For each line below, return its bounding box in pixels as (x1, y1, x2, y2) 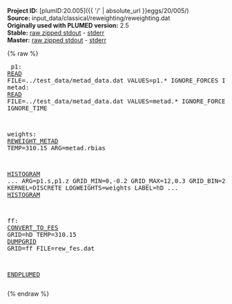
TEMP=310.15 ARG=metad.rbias (7, 144, 106, 152)
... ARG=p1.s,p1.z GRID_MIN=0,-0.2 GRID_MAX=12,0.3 (7, 177, 186, 185)
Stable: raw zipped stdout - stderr (7, 28, 105, 37)
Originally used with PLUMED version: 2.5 (7, 21, 129, 29)
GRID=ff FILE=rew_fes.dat (7, 244, 95, 252)
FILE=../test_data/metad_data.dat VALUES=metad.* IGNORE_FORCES (7, 98, 230, 105)
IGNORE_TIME (7, 105, 48, 112)
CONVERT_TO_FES (7, 224, 59, 231)
